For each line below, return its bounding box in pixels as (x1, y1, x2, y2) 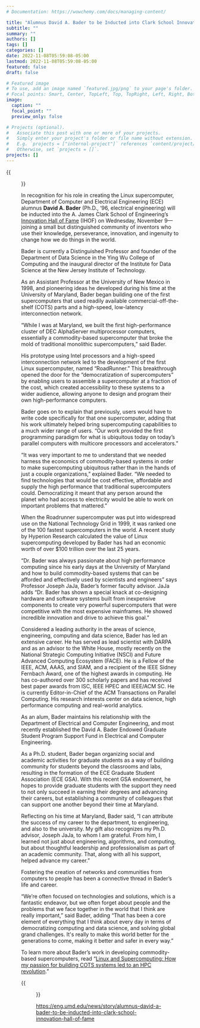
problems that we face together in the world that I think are (21, 905, 165, 912)
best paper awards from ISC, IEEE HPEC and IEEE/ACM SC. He (21, 682, 174, 690)
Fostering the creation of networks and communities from (21, 868, 162, 875)
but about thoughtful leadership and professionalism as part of (21, 844, 174, 851)
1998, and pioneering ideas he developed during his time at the (21, 284, 176, 291)
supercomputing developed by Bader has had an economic (21, 538, 167, 546)
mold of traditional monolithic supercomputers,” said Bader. (21, 340, 167, 347)
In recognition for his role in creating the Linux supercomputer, (21, 192, 174, 199)
